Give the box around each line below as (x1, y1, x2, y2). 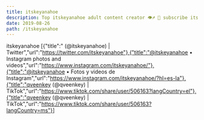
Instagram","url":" (6, 75, 50, 82)
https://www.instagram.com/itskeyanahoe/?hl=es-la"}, (49, 75, 186, 82)
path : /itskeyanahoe (6, 25, 59, 32)
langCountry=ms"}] (6, 107, 55, 114)
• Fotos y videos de (66, 68, 115, 76)
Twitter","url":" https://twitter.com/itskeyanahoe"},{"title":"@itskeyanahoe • (6, 49, 193, 56)
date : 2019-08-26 (6, 20, 50, 26)
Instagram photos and (6, 55, 61, 62)
